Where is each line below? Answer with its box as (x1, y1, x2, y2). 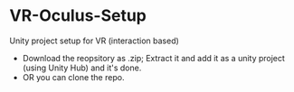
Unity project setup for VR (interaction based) (9, 35, 179, 46)
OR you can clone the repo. (22, 71, 125, 82)
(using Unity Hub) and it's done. (22, 62, 142, 73)
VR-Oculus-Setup (9, 5, 147, 26)
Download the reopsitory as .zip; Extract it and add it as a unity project (22, 52, 285, 63)
